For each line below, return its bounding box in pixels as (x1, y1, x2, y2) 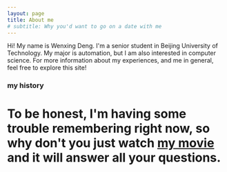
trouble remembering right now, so (7, 121, 210, 136)
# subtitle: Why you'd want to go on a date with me (7, 23, 162, 30)
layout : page (7, 10, 45, 17)
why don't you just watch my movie (7, 136, 215, 151)
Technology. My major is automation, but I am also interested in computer (7, 49, 216, 57)
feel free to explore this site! (7, 63, 87, 72)
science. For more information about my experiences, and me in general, (7, 56, 214, 65)
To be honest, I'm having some (7, 106, 186, 122)
